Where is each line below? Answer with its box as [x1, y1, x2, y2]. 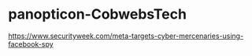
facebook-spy [8, 39, 54, 48]
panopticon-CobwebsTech [8, 5, 187, 23]
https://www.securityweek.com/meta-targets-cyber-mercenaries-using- [8, 31, 244, 40]
